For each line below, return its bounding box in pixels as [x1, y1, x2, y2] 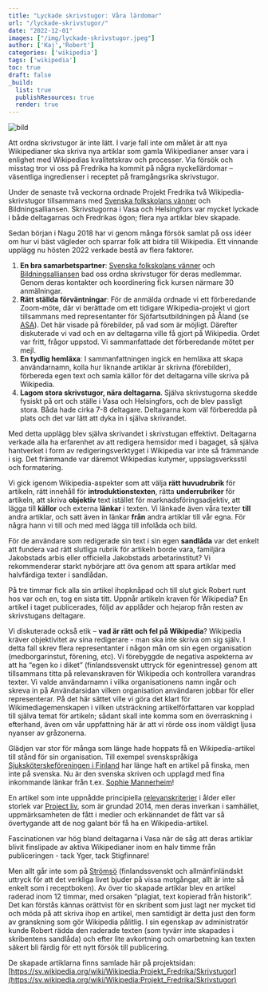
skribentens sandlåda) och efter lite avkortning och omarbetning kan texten [8, 935, 256, 944]
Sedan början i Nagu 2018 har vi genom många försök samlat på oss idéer [8, 228, 252, 238]
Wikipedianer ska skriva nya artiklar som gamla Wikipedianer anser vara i [8, 147, 249, 156]
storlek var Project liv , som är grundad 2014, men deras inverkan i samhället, [8, 801, 260, 811]
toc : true [8, 64, 41, 72]
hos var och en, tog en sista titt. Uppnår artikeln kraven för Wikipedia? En [8, 594, 249, 603]
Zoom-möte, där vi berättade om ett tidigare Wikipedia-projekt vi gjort [19, 303, 250, 313]
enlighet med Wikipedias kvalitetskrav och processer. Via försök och [8, 155, 234, 164]
